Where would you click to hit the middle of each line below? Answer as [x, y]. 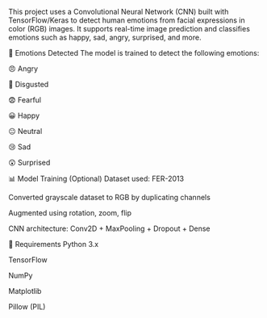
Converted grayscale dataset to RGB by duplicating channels [110, 197]
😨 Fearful [25, 100]
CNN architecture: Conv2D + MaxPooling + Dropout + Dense [109, 228]
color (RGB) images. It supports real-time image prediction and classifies [129, 29]
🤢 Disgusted [29, 84]
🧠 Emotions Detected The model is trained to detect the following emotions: [134, 53]
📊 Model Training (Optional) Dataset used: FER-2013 [96, 178]
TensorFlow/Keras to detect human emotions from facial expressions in [127, 20]
